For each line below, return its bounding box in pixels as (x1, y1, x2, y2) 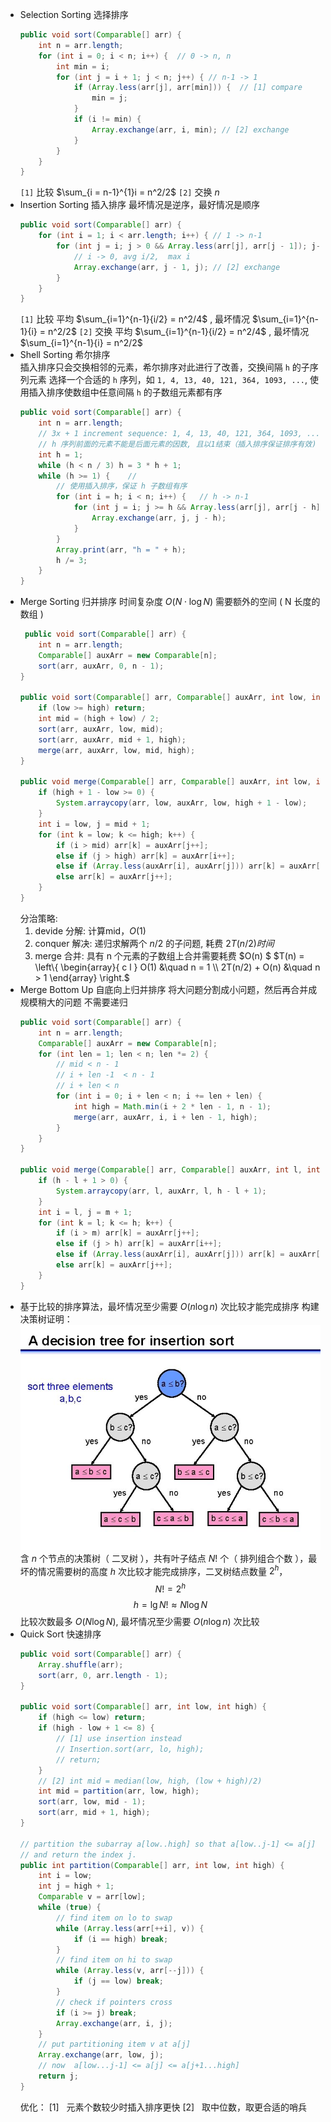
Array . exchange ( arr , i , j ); (56, 2018, 173, 2028)
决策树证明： (19, 1313, 73, 1325)
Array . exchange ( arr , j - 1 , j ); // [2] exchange (73, 262, 281, 272)
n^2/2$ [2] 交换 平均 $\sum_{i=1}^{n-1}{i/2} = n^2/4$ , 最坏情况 (47, 326, 310, 338)
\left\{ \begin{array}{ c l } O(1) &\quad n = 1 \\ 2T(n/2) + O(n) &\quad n (34, 961, 321, 973)
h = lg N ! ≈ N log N (133, 1599, 208, 1611)
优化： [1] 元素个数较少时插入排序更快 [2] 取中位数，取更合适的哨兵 (19, 2101, 307, 2113)
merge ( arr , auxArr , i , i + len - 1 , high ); (73, 1112, 258, 1122)
